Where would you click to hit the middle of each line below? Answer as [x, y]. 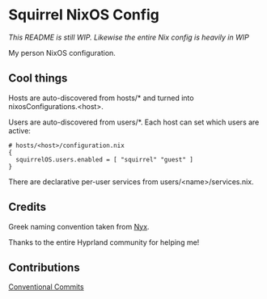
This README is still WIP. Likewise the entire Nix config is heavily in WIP [129, 37]
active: [19, 130]
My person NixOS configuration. [62, 53]
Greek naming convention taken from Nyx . [79, 226]
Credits [28, 207]
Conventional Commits [46, 287]
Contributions [44, 267]
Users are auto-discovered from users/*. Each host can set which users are [134, 122]
